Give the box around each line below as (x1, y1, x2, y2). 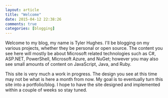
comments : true (5, 21, 37, 27)
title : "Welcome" (5, 12, 42, 17)
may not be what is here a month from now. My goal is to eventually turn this (5, 76, 163, 82)
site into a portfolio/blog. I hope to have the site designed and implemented (5, 81, 160, 88)
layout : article (5, 7, 39, 13)
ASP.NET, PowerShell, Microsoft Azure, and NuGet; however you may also (5, 56, 159, 62)
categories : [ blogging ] (5, 26, 55, 31)
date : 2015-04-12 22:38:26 (5, 17, 62, 22)
